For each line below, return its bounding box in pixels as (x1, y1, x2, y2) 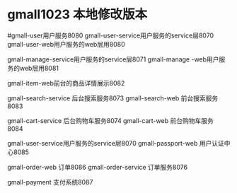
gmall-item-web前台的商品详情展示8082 (7, 78, 125, 87)
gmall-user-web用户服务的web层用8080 (7, 40, 125, 48)
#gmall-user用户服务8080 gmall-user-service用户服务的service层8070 (7, 31, 214, 40)
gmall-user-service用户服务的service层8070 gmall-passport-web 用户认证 (7, 139, 224, 147)
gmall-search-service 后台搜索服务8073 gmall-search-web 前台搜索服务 (7, 93, 219, 103)
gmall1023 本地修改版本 (7, 6, 147, 23)
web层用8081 (19, 64, 59, 72)
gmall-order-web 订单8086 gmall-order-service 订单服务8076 (7, 163, 188, 171)
